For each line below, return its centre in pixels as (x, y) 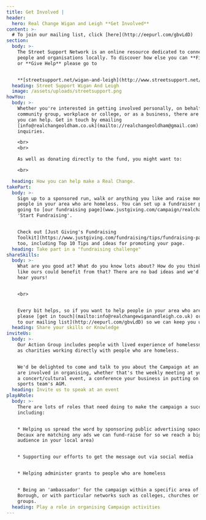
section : (17, 41)
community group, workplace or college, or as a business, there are (108, 114)
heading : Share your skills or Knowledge (66, 328)
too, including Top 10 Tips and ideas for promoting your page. (101, 243)
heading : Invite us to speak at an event (66, 390)
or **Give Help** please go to (57, 63)
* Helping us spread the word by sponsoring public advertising (101, 429)
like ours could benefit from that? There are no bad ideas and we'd (108, 272)
